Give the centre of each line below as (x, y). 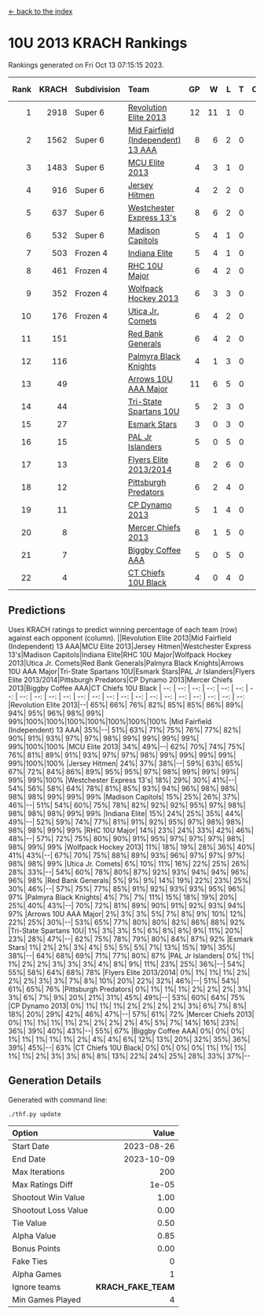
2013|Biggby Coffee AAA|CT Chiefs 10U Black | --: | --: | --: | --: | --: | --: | (128, 688)
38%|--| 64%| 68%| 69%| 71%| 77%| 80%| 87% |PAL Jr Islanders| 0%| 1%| (131, 955)
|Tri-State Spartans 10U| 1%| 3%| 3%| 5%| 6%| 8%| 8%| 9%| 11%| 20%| (126, 930)
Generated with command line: (58, 1099)
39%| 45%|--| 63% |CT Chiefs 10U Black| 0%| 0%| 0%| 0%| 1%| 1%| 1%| (127, 1047)
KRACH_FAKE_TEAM (135, 1287)
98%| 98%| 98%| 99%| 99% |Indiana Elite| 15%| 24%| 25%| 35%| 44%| (126, 813)
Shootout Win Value (48, 1197)
